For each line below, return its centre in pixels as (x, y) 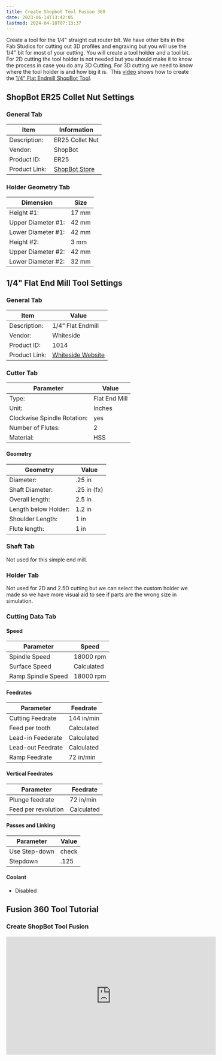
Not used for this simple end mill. (47, 560)
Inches (103, 408)
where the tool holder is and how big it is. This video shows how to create (98, 72)
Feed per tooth (30, 728)
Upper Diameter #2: (37, 252)
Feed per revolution (37, 809)
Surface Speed (30, 667)
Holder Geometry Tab (38, 187)
